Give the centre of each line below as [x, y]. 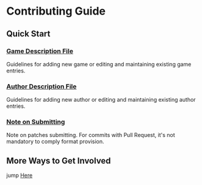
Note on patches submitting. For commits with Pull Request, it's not [91, 135]
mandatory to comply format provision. [55, 142]
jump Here [20, 175]
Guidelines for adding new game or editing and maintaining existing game [99, 64]
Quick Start [28, 34]
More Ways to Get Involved [59, 160]
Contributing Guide [56, 11]
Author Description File [41, 86]
